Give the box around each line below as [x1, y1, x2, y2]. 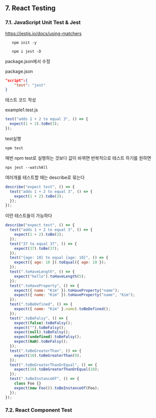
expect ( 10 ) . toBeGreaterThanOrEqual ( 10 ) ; [14, 367, 99, 372]
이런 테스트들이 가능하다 [5, 213, 52, 219]
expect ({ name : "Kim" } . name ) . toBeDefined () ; [14, 306, 111, 312]
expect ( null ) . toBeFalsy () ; [14, 330, 70, 335]
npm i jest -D [11, 49, 41, 54]
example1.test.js [5, 107, 38, 113]
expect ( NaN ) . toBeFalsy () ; [14, 339, 68, 344]
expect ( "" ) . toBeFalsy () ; [14, 325, 66, 330]
